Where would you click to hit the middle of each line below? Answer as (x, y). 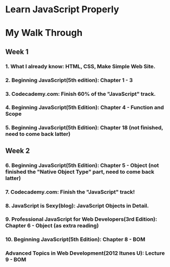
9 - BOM (16, 260)
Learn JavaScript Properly (62, 9)
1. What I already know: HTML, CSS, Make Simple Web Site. (80, 66)
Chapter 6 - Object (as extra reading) (52, 225)
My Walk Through (44, 33)
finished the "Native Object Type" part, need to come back (80, 172)
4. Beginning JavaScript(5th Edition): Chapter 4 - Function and (85, 108)
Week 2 (18, 150)
